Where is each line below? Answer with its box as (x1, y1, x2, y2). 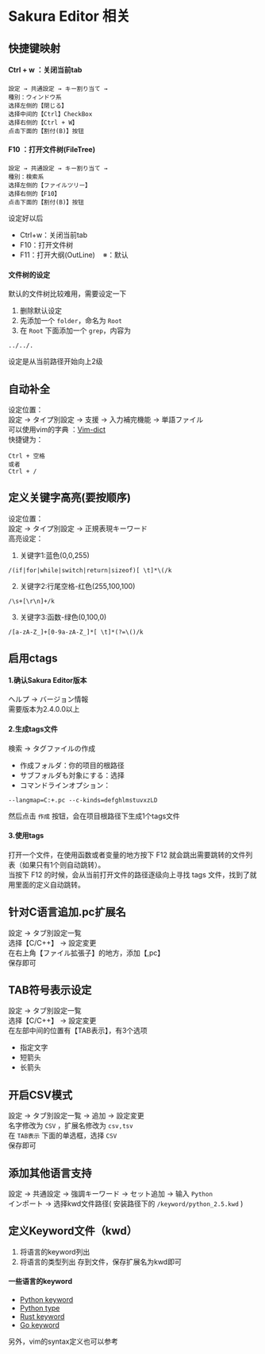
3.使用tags (8, 831, 44, 841)
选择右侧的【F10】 (8, 189, 61, 197)
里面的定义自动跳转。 (14, 880, 85, 889)
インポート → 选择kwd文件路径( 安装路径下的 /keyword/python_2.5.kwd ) (8, 1199, 244, 1208)
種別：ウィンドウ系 (8, 93, 62, 101)
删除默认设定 (19, 306, 62, 315)
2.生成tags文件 (8, 724, 58, 733)
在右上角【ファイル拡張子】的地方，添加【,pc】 (8, 948, 165, 958)
